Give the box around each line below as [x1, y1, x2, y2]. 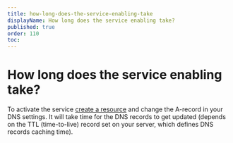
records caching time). [7, 128, 73, 136]
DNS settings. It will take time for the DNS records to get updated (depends [7, 113, 226, 121]
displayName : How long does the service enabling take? [7, 17, 175, 24]
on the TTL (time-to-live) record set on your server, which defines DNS [7, 120, 214, 129]
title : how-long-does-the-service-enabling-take [7, 10, 153, 18]
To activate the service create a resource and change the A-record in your [7, 105, 224, 113]
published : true [7, 23, 55, 30]
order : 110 [7, 30, 40, 37]
